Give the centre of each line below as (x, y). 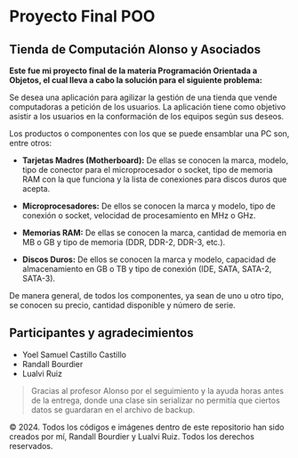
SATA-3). (39, 278)
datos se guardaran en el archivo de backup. (113, 409)
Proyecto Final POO (82, 16)
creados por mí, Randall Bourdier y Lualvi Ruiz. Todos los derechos (132, 436)
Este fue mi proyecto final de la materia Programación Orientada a (133, 70)
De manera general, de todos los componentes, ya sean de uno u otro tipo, (147, 295)
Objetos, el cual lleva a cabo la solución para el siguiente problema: (136, 80)
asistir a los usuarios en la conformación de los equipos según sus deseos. (147, 116)
